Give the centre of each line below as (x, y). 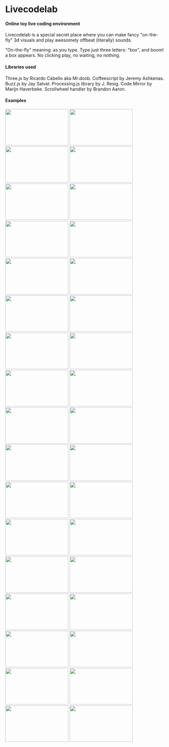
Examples (16, 101)
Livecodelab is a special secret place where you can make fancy (72, 35)
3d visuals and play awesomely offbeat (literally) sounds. (73, 40)
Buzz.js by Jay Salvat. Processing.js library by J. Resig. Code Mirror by (79, 83)
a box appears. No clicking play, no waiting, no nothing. (63, 55)
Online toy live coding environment (43, 23)
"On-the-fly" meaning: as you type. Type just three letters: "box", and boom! (84, 50)
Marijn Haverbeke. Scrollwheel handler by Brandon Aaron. (66, 89)
